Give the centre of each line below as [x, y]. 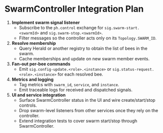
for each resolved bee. [80, 74]
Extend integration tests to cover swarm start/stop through [78, 121]
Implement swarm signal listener [46, 22]
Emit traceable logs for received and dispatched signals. [76, 90]
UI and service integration [39, 95]
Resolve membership [34, 43]
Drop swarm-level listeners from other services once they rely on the [89, 110]
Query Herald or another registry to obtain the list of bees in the [83, 48]
